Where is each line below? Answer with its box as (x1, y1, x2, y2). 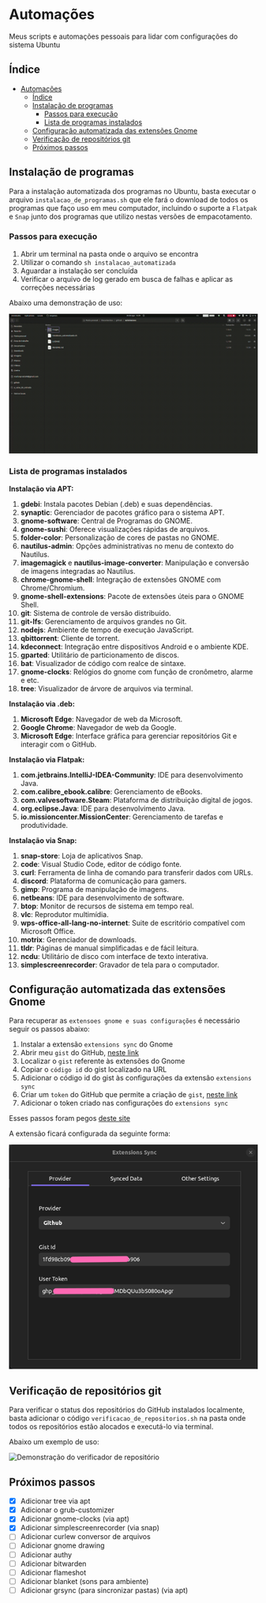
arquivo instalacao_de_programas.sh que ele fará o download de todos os (9, 195, 249, 204)
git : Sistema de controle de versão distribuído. (20, 608, 172, 617)
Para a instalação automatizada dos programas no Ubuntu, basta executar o (9, 186, 257, 196)
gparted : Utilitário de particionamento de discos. (20, 650, 180, 660)
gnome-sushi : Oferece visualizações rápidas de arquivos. (20, 524, 210, 534)
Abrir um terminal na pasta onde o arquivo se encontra (20, 249, 199, 258)
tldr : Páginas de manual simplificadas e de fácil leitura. (20, 943, 200, 953)
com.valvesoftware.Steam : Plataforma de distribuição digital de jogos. (20, 795, 253, 804)
